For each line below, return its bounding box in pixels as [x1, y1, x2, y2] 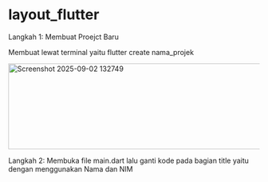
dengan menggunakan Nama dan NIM [8, 164, 133, 173]
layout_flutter [8, 6, 100, 24]
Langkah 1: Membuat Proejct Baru [8, 32, 120, 42]
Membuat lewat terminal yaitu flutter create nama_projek [8, 47, 194, 57]
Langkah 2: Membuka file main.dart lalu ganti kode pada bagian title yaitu [8, 156, 250, 165]
